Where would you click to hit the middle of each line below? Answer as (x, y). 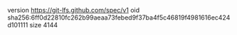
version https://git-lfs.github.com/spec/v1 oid (74, 10)
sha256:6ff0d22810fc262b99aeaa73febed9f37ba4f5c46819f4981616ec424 (119, 17)
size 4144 (44, 25)
